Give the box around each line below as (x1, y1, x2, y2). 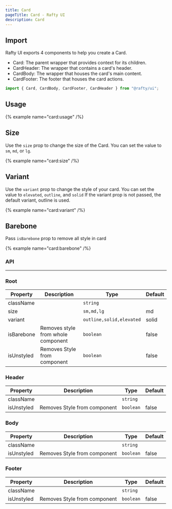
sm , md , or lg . (5, 147, 32, 154)
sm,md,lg (83, 308, 104, 314)
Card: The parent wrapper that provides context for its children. (12, 60, 147, 66)
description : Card (5, 17, 45, 22)
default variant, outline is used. (5, 197, 71, 203)
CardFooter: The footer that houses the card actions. (12, 76, 124, 82)
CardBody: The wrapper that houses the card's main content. (12, 70, 142, 77)
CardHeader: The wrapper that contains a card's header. (12, 65, 133, 71)
